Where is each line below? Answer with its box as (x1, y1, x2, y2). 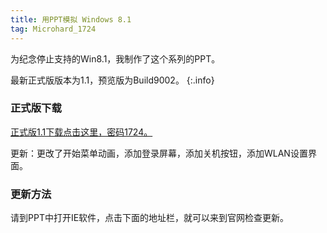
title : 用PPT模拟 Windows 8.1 (10, 14, 132, 25)
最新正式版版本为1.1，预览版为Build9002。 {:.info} (10, 74, 215, 86)
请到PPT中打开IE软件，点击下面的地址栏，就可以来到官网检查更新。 (10, 212, 290, 224)
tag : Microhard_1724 (10, 24, 97, 34)
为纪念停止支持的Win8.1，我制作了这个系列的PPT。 (10, 52, 221, 65)
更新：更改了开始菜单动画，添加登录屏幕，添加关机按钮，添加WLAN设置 (10, 147, 308, 159)
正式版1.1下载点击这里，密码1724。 (10, 126, 153, 138)
